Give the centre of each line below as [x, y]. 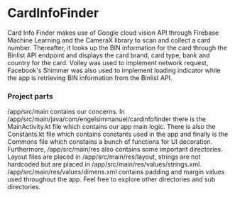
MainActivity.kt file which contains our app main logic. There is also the [111, 127]
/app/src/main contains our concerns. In [66, 112]
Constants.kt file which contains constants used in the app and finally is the [118, 134]
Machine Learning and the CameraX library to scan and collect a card [109, 40]
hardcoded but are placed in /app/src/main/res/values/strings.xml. [105, 164]
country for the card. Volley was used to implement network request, [108, 62]
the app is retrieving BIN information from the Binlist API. [90, 78]
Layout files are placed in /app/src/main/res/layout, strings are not [104, 157]
